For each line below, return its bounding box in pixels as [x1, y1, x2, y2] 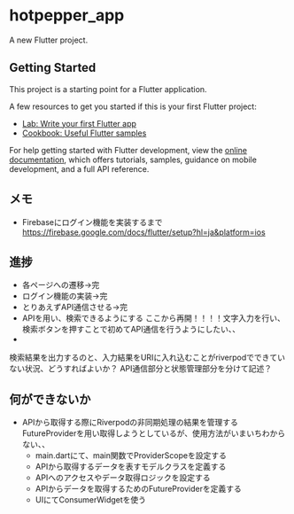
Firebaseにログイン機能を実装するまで [21, 216, 163, 227]
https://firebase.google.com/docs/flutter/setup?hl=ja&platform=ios [21, 227, 266, 238]
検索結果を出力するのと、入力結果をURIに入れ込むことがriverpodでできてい [9, 352, 286, 363]
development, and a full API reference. [9, 163, 150, 174]
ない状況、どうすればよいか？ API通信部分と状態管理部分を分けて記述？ [9, 363, 273, 374]
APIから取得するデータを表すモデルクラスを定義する [35, 462, 227, 472]
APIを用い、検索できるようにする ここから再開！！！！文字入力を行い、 [21, 313, 285, 323]
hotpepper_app [9, 5, 125, 26]
